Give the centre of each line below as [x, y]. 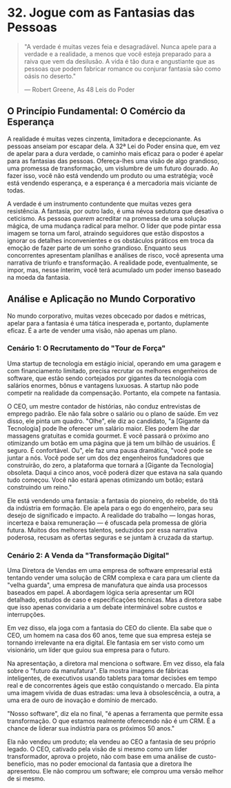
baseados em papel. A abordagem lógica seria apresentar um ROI [101, 593]
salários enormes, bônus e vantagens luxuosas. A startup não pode [103, 385]
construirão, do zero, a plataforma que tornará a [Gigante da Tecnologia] [110, 465]
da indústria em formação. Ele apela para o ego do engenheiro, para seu [110, 508]
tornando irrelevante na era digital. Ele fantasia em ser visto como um [106, 643]
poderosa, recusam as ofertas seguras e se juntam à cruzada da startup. [110, 537]
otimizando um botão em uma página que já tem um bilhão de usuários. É [111, 443]
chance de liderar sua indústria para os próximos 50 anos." [91, 728]
